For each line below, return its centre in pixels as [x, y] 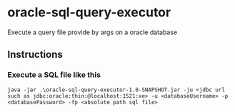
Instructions [35, 55]
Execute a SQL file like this [54, 75]
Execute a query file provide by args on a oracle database [92, 32]
